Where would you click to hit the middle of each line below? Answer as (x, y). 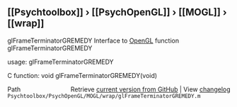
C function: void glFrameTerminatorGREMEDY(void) (82, 75)
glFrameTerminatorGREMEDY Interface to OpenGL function (93, 40)
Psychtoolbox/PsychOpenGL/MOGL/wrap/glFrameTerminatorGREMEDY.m (104, 96)
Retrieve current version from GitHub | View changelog (150, 89)
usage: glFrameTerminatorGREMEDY (61, 62)
